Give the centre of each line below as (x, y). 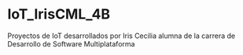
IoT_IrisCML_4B (59, 14)
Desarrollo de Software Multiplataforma (71, 43)
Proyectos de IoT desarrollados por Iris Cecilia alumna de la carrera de (121, 36)
